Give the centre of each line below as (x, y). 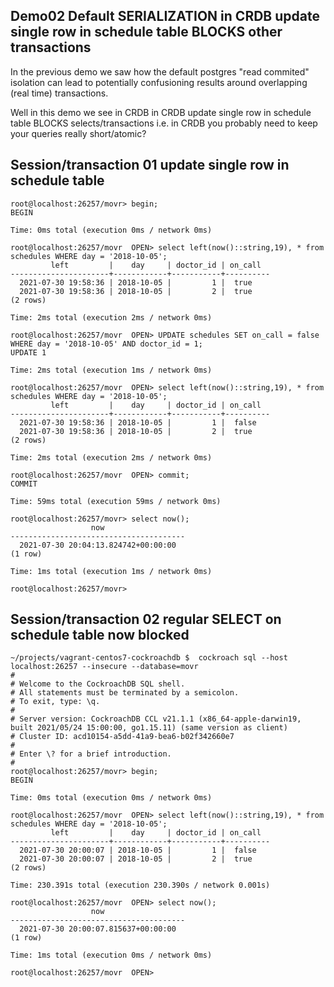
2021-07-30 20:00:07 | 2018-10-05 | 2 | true (136, 859)
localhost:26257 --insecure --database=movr (104, 667)
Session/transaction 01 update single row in (150, 165)
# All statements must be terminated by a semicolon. (125, 693)
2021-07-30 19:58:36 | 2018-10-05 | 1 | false (138, 422)
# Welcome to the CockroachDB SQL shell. (98, 684)
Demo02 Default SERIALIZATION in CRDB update (165, 16)
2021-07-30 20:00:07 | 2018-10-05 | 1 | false (138, 850)
